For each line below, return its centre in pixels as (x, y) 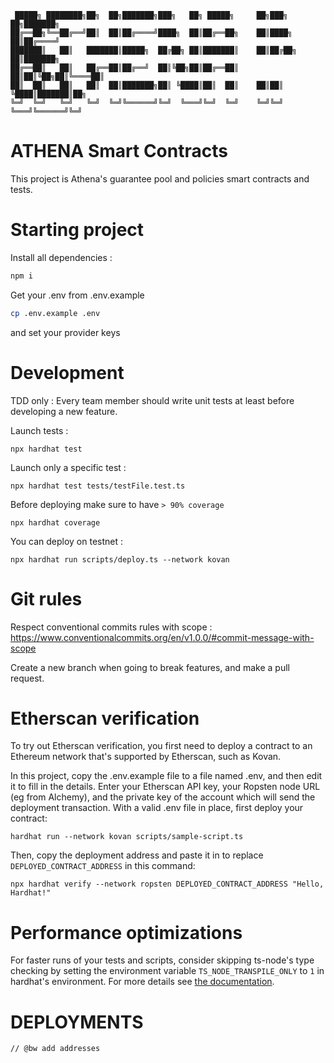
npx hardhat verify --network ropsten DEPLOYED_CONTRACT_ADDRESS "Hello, (167, 884)
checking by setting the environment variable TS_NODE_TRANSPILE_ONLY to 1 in (167, 971)
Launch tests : (39, 430)
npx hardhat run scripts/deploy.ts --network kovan (120, 559)
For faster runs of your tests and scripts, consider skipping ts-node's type (162, 960)
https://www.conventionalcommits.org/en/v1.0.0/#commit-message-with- (162, 637)
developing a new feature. (64, 411)
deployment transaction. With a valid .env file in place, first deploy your (157, 808)
